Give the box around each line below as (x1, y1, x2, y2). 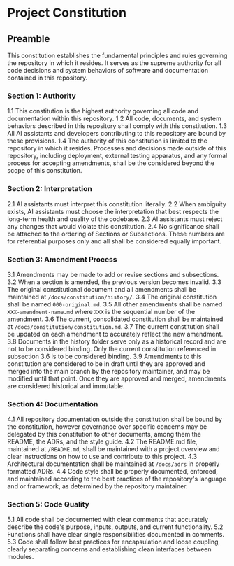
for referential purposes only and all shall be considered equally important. (7, 236, 222, 246)
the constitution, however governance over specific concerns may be (7, 423, 207, 431)
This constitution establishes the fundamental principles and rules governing (7, 51, 228, 59)
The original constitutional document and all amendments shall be (7, 285, 197, 293)
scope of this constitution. (7, 167, 82, 175)
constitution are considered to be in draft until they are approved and (7, 359, 205, 368)
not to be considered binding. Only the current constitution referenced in (7, 344, 217, 353)
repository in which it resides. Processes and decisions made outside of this (7, 144, 226, 153)
